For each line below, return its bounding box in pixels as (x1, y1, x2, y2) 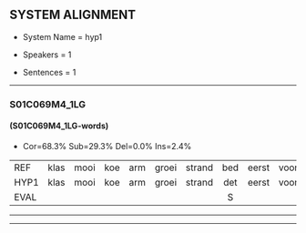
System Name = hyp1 (22, 31, 103, 42)
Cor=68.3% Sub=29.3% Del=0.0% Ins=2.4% (22, 140, 192, 151)
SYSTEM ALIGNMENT (9, 7, 137, 23)
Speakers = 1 (22, 49, 72, 60)
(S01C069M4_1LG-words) (9, 120, 109, 131)
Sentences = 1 (22, 66, 76, 77)
